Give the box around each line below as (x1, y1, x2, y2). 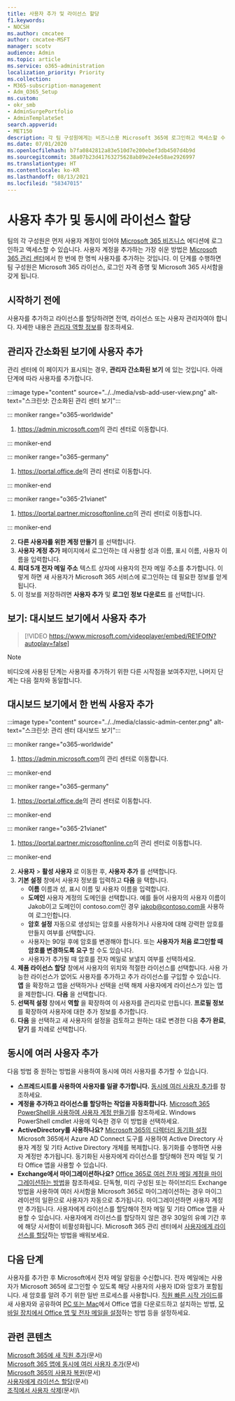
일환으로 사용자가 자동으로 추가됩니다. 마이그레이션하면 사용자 (41, 1196, 211, 1205)
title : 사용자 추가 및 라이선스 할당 (7, 10, 100, 18)
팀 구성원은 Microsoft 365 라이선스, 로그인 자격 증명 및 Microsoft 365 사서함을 (7, 263, 224, 271)
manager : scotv (7, 43, 52, 50)
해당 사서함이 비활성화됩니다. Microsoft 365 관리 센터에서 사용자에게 (24, 1222, 213, 1231)
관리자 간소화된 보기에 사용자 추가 (7, 345, 143, 358)
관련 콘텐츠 (7, 1331, 52, 1343)
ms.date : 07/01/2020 (7, 141, 68, 148)
